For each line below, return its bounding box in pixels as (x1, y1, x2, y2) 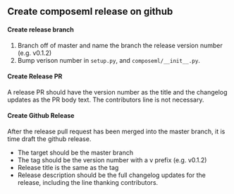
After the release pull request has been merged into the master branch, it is (7, 127, 226, 135)
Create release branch (7, 25, 74, 34)
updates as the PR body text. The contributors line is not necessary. (7, 95, 204, 104)
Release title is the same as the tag (17, 164, 119, 171)
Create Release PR (7, 72, 63, 80)
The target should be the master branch (17, 148, 134, 157)
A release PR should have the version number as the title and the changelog (7, 87, 228, 96)
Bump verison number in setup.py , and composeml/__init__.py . (17, 56, 201, 64)
